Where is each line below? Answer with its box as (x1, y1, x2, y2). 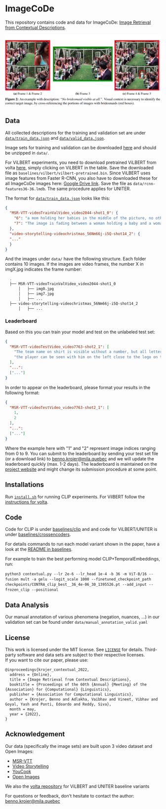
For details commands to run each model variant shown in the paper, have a (5, 541, 160, 547)
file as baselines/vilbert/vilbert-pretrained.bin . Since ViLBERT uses (5, 170, 151, 176)
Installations (5, 481, 44, 489)
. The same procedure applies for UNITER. (44, 186, 131, 192)
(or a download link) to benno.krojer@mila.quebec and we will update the (5, 455, 154, 462)
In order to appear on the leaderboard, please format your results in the (5, 384, 151, 390)
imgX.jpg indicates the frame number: (5, 266, 83, 272)
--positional (31, 587, 58, 593)
